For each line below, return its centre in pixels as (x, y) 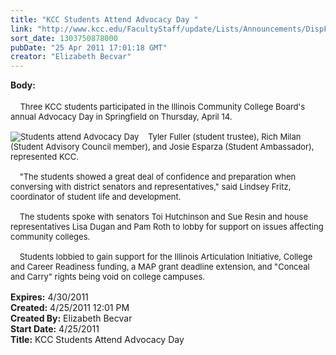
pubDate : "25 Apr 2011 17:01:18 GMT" (89, 47)
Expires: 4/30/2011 (49, 297)
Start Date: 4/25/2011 (55, 329)
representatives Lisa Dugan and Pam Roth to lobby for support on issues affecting (167, 227)
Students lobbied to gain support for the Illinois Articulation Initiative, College (166, 257)
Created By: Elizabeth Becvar (71, 318)
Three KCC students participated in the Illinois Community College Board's (162, 107)
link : (21, 29)
